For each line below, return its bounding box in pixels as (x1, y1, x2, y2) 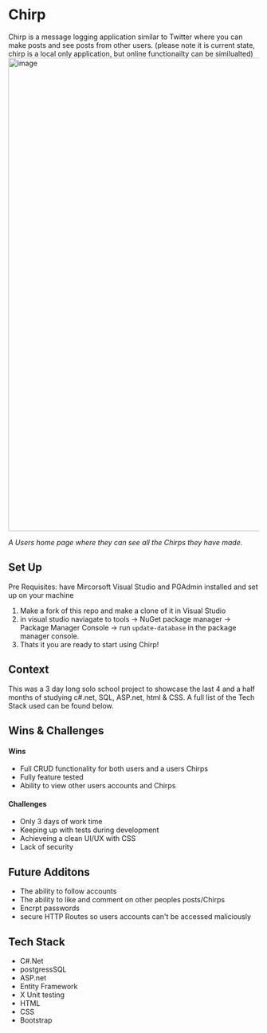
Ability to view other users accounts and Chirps (19, 781, 176, 791)
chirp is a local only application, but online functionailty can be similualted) (8, 49, 253, 58)
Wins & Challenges (8, 724, 104, 737)
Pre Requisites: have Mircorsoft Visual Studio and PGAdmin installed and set (8, 582, 259, 591)
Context (8, 663, 49, 677)
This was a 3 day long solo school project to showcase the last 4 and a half (8, 684, 255, 693)
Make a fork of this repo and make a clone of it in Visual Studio (19, 606, 226, 615)
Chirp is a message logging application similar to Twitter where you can (8, 32, 243, 41)
